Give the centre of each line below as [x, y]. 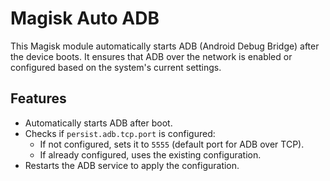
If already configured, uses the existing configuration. [150, 154]
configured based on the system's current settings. [116, 67]
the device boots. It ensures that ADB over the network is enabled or [151, 56]
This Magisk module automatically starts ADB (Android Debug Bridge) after [165, 46]
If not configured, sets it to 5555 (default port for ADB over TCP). [172, 144]
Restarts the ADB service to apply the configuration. [132, 165]
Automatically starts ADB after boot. [98, 123]
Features [38, 98]
